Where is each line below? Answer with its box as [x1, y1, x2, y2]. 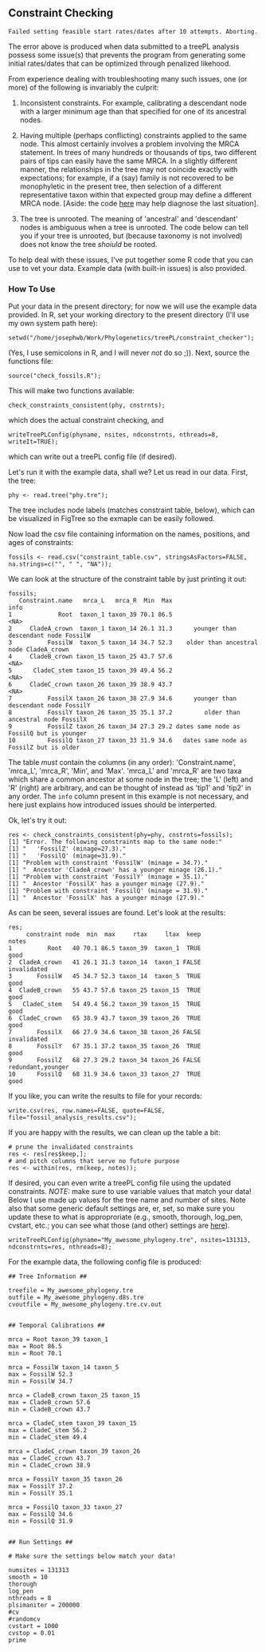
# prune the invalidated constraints [8, 1143, 134, 1152]
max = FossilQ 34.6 [8, 1511, 73, 1519]
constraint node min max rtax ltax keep [25, 930, 201, 938]
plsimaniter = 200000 [8, 1602, 80, 1610]
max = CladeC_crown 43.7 [8, 1455, 91, 1463]
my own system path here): [8, 319, 98, 328]
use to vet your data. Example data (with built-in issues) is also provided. [8, 263, 247, 273]
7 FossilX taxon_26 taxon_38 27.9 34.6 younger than [8, 695, 237, 703]
